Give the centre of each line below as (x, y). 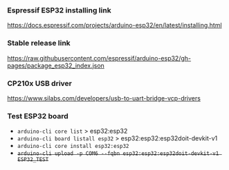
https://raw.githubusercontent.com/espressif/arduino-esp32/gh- (99, 58)
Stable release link (39, 43)
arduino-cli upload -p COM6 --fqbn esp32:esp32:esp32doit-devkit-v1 (118, 153)
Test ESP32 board (38, 116)
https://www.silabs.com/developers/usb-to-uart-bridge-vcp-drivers (104, 98)
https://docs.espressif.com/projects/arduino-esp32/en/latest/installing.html (115, 25)
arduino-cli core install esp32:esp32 (73, 147)
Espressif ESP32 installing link (59, 10)
